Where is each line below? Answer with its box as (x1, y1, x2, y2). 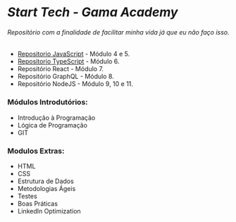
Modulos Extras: (7, 146, 65, 156)
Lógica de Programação (17, 121, 88, 129)
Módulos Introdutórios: (7, 97, 88, 107)
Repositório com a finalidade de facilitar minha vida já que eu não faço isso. (7, 27, 230, 36)
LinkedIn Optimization (17, 206, 81, 215)
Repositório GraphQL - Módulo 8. (17, 72, 114, 81)
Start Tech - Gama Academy (7, 4, 178, 20)
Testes (17, 192, 37, 200)
